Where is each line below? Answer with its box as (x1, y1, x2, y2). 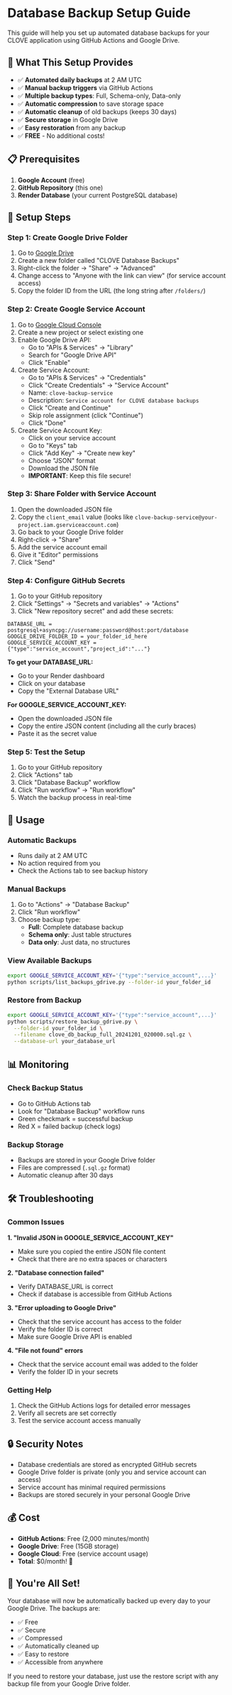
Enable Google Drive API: (17, 335, 92, 344)
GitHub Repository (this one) (17, 183, 104, 192)
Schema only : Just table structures (28, 930, 132, 939)
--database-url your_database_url (13, 1038, 116, 1045)
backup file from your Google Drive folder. (7, 1679, 131, 1688)
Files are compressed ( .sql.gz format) (17, 1163, 131, 1172)
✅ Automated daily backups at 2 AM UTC (17, 75, 142, 84)
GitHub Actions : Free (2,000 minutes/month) (17, 1534, 150, 1542)
